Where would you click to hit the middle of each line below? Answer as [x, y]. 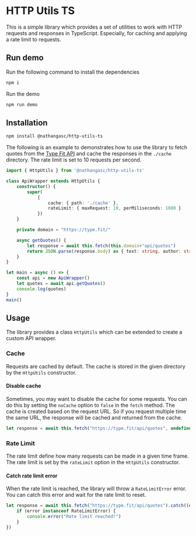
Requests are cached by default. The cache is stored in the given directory [96, 366]
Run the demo [23, 94]
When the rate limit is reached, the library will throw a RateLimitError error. [96, 489]
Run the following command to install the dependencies [73, 72]
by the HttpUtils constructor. [41, 372]
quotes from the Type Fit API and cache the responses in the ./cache [89, 154]
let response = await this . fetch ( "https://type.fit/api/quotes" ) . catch [95, 506]
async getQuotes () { [41, 240]
